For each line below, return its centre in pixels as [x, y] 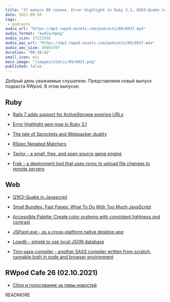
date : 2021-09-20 [24, 15]
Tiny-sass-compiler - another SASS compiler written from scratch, [82, 251]
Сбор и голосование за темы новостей [55, 285]
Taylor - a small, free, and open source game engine [67, 154]
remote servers [28, 169]
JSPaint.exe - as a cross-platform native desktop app [68, 232]
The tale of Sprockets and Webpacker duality [60, 134]
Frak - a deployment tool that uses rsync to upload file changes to [81, 163]
